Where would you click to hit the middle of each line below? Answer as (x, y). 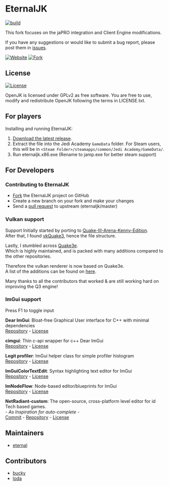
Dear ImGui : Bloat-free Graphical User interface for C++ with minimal (77, 320)
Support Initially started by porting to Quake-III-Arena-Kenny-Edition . (77, 230)
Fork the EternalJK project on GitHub (51, 196)
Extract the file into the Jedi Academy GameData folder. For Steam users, (87, 144)
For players (23, 116)
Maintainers (25, 433)
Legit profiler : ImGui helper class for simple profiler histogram (70, 355)
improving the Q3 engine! (32, 286)
